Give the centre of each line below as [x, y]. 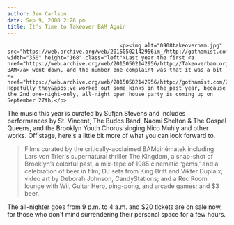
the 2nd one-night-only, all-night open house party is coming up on [110, 95]
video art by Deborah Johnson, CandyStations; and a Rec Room [116, 179]
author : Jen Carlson [37, 14]
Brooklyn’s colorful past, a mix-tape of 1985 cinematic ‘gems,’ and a [121, 164]
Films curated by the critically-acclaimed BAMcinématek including [119, 149]
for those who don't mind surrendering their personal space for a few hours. [117, 215]
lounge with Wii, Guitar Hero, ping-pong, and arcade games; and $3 [122, 186]
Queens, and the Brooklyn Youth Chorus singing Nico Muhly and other [108, 128]
